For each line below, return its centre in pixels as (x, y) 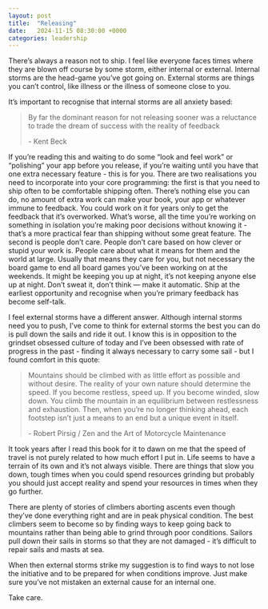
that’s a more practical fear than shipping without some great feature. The (130, 234)
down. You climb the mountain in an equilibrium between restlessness (143, 401)
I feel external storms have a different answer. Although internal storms (125, 317)
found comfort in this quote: (54, 360)
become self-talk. (37, 302)
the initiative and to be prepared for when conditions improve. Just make (128, 574)
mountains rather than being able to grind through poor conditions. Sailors (131, 533)
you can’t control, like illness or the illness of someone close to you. (120, 87)
